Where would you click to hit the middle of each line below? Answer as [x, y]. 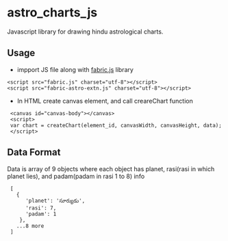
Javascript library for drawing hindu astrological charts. [85, 31]
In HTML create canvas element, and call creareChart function [105, 101]
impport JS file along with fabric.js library [75, 69]
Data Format [34, 152]
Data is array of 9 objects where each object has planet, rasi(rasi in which [111, 168]
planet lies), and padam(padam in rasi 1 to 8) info [76, 176]
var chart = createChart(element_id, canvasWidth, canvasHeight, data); [116, 125]
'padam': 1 [41, 214]
